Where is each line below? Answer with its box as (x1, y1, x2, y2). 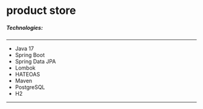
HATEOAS (14, 71, 40, 78)
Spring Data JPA (14, 58, 56, 65)
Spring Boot (14, 51, 45, 59)
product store (6, 4, 77, 18)
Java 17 (14, 45, 34, 52)
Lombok (14, 64, 36, 71)
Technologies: (6, 24, 43, 31)
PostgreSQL (14, 84, 45, 91)
